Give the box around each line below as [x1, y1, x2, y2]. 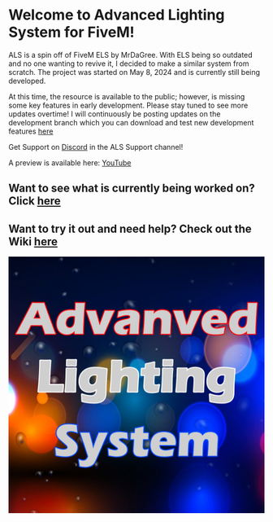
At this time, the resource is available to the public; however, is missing [8, 91, 245, 101]
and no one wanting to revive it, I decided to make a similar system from [8, 59, 249, 68]
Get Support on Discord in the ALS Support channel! [8, 142, 184, 151]
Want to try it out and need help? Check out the [8, 222, 252, 235]
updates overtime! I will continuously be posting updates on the [8, 108, 221, 119]
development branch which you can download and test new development [8, 117, 254, 127]
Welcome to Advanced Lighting [8, 6, 225, 24]
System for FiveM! [8, 23, 135, 42]
